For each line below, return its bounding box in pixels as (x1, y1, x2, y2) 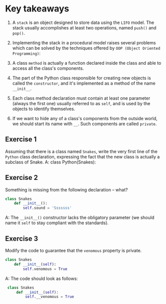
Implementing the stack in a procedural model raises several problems (12, 39, 156, 45)
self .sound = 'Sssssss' (23, 205, 72, 211)
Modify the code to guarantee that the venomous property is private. (5, 248, 142, 253)
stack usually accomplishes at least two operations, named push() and (12, 24, 157, 30)
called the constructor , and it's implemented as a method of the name (12, 80, 156, 86)
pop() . (12, 30, 25, 36)
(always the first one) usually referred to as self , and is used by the (12, 100, 151, 106)
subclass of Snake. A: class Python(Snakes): (5, 159, 96, 165)
